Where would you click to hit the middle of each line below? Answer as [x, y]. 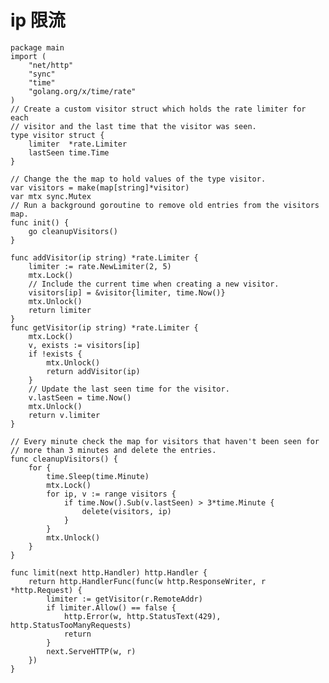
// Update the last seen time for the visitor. [129, 389]
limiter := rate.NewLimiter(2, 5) [100, 266]
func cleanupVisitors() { [64, 459]
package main [37, 47]
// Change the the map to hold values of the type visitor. [138, 179]
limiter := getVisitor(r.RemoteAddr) [124, 599]
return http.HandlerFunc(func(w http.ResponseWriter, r [147, 581]
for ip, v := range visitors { [111, 494]
